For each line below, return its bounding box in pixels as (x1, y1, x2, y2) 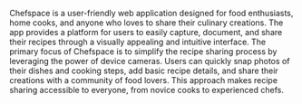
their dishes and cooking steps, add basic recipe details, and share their (9, 65, 278, 76)
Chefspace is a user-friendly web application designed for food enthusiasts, (9, 8, 294, 18)
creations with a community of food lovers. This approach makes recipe (9, 75, 278, 85)
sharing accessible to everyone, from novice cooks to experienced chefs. (9, 85, 284, 95)
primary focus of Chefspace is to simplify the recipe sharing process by (9, 46, 278, 57)
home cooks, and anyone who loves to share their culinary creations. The (9, 17, 284, 28)
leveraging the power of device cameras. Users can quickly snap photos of (9, 56, 290, 66)
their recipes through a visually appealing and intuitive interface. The (9, 36, 267, 47)
